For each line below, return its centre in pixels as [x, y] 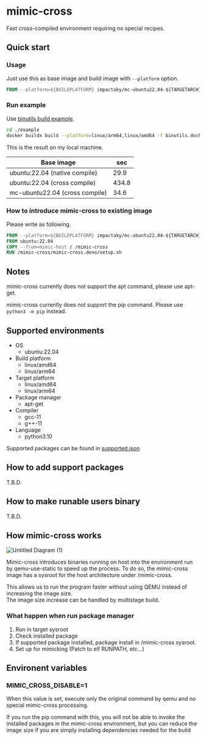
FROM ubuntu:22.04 [30, 241]
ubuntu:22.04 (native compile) [54, 173]
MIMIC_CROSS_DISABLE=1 [47, 685]
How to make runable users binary [73, 501]
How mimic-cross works [54, 535]
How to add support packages [65, 468]
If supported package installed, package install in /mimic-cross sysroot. [106, 642]
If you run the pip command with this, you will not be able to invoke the [96, 717]
